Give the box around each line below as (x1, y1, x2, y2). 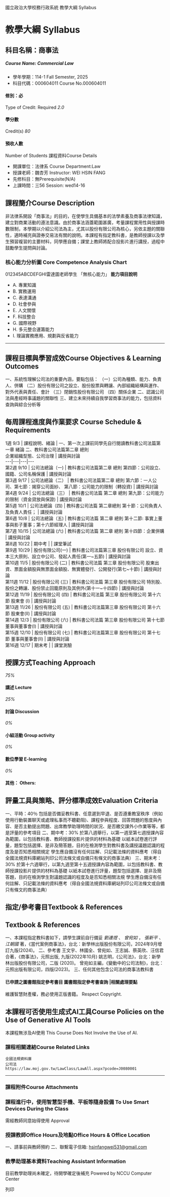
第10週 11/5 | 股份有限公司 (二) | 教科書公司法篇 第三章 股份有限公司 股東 (5, 560, 155, 566)
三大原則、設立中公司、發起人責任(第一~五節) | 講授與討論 (9, 553, 131, 559)
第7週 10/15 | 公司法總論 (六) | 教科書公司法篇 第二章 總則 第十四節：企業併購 (5, 528, 164, 534)
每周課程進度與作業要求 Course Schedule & (5, 418, 142, 426)
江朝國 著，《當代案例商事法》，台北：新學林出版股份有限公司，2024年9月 (5, 941, 158, 947)
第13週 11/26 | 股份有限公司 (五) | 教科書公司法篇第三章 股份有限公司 (5, 604, 147, 610)
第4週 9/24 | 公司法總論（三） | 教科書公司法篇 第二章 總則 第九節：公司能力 (5, 490, 164, 496)
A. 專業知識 (12, 282, 36, 288)
